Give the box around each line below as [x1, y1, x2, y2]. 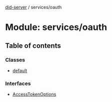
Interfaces [5, 80, 31, 87]
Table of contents [5, 41, 61, 50]
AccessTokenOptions [12, 92, 56, 98]
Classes [5, 56, 25, 63]
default [12, 67, 27, 74]
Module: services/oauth [5, 22, 107, 33]
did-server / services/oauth [5, 4, 62, 10]
